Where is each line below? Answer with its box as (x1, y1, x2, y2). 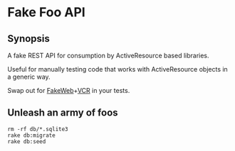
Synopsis (7, 33, 50, 45)
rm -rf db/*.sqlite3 (7, 125, 69, 133)
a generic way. (7, 72, 51, 81)
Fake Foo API (7, 4, 85, 21)
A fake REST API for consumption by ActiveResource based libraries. (7, 51, 209, 60)
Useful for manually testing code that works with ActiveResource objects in (7, 65, 228, 73)
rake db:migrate (7, 132, 56, 139)
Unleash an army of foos (7, 107, 119, 119)
